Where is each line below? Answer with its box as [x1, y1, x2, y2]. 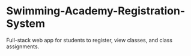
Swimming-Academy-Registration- [6, 4, 185, 18]
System [6, 17, 46, 30]
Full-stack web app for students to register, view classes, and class [6, 36, 173, 43]
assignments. [6, 43, 40, 50]
